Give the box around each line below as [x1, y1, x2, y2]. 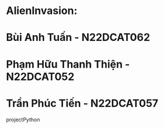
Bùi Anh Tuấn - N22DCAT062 [6, 31, 151, 44]
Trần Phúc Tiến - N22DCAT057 [6, 96, 159, 110]
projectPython [6, 116, 40, 123]
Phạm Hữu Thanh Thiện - [6, 57, 130, 71]
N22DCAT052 [6, 70, 75, 83]
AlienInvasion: [6, 4, 78, 18]
